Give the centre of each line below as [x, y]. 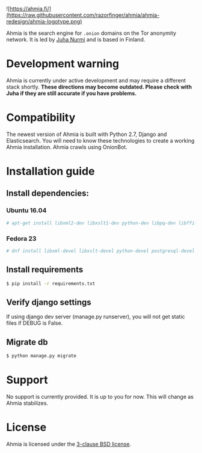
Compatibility [41, 118]
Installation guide [50, 171]
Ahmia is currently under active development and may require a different [96, 80]
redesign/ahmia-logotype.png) [44, 21]
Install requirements [45, 270]
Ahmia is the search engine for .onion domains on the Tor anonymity [91, 33]
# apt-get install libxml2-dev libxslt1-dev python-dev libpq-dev [91, 223]
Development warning [63, 64]
